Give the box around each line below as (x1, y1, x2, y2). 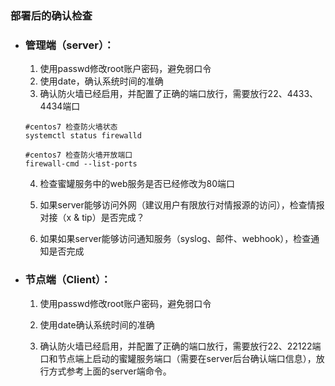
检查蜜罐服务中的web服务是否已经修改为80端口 (39, 178, 236, 190)
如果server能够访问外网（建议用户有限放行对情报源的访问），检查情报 (39, 199, 325, 211)
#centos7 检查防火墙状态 (24, 122, 118, 132)
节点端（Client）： (24, 273, 112, 287)
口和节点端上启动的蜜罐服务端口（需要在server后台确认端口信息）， (39, 352, 317, 364)
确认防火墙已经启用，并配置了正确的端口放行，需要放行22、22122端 (39, 340, 322, 352)
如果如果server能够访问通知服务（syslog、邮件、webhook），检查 (39, 233, 312, 245)
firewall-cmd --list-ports (24, 159, 138, 169)
